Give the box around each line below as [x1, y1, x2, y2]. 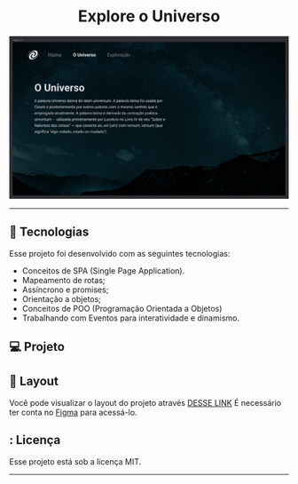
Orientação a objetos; [21, 293, 102, 304]
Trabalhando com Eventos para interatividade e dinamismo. [21, 313, 239, 323]
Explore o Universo [77, 6, 221, 27]
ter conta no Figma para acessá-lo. [9, 407, 137, 417]
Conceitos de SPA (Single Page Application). [21, 265, 185, 276]
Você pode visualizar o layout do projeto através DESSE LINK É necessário [9, 397, 282, 408]
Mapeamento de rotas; [21, 274, 106, 285]
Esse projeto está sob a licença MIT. [9, 456, 142, 467]
